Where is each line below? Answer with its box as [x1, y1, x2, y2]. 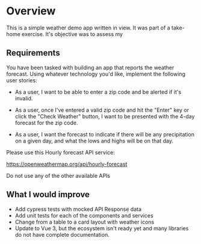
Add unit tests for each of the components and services [14, 212, 153, 219]
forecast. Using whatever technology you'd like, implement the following [6, 70, 185, 78]
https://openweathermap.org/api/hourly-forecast [6, 160, 128, 168]
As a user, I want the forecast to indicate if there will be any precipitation [14, 130, 194, 138]
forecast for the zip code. [14, 119, 78, 126]
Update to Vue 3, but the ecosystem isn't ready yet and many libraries [14, 224, 189, 232]
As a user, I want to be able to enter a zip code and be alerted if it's [14, 88, 182, 96]
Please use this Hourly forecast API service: [6, 148, 116, 156]
